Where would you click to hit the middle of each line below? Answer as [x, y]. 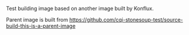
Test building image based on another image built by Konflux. [80, 8]
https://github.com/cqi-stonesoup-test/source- [126, 20]
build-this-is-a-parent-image [41, 26]
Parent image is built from [37, 20]
